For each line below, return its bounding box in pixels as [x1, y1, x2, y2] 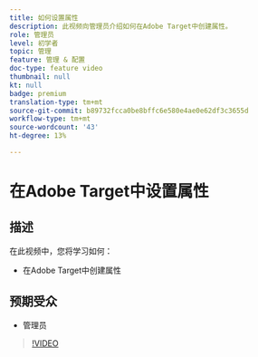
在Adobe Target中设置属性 [9, 181, 210, 202]
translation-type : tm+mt [9, 97, 103, 107]
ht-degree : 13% [9, 131, 67, 140]
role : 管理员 [9, 30, 54, 39]
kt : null [9, 81, 43, 90]
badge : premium [9, 89, 67, 98]
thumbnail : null [9, 72, 71, 82]
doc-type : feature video [9, 64, 103, 73]
